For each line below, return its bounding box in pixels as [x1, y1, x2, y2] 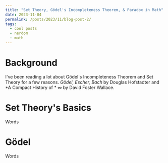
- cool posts [10, 26, 37, 31]
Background [5, 57, 58, 68]
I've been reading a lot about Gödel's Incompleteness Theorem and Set [5, 73, 154, 79]
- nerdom [10, 31, 28, 36]
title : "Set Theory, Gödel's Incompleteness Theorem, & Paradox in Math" [5, 7, 164, 13]
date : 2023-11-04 [5, 12, 42, 17]
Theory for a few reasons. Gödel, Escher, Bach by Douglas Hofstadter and [5, 79, 160, 85]
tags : [5, 21, 17, 27]
